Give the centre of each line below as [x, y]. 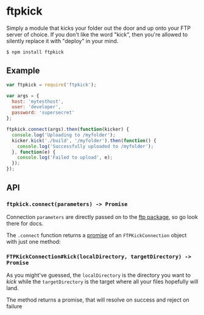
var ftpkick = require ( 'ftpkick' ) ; [51, 85]
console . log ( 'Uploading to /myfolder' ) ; [64, 135]
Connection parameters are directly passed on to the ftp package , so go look [102, 216]
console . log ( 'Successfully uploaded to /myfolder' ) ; [86, 146]
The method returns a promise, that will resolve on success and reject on [98, 300]
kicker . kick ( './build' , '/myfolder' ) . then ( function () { [84, 140]
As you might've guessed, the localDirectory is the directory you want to [98, 275]
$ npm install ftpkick [35, 52]
